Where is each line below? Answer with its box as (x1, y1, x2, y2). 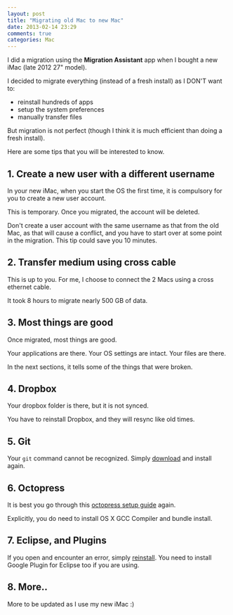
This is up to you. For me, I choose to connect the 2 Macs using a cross (7, 275, 214, 283)
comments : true (7, 30, 52, 37)
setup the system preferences (17, 105, 105, 114)
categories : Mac (7, 37, 55, 44)
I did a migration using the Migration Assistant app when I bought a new (7, 56, 218, 64)
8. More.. (7, 581, 48, 593)
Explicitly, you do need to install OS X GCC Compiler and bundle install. (7, 514, 213, 522)
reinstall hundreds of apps (17, 98, 93, 106)
